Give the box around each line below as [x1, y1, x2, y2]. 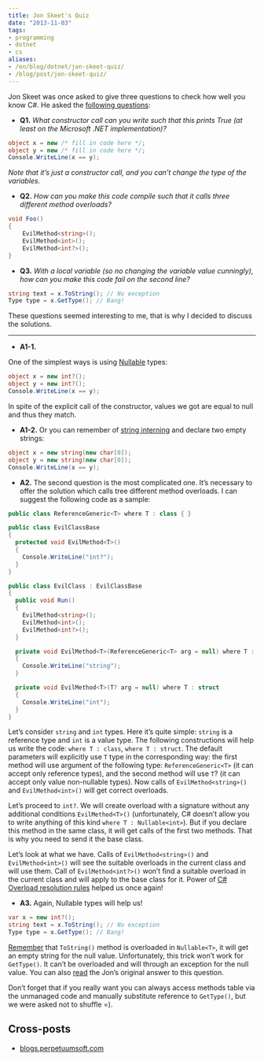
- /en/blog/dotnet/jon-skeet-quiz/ [8, 63, 125, 71]
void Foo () [8, 215, 44, 223]
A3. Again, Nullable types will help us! [19, 899, 143, 908]
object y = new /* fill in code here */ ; [8, 147, 146, 154]
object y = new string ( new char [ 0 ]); [8, 456, 132, 464]
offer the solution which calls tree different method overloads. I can [19, 486, 238, 495]
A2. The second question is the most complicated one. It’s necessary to [19, 477, 253, 487]
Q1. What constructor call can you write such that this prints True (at [19, 115, 243, 124]
